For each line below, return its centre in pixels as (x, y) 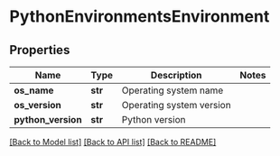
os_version (37, 105)
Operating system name (173, 90)
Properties (40, 50)
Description (176, 75)
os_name (34, 90)
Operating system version (177, 105)
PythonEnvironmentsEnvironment (140, 17)
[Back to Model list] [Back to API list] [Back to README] (113, 142)
